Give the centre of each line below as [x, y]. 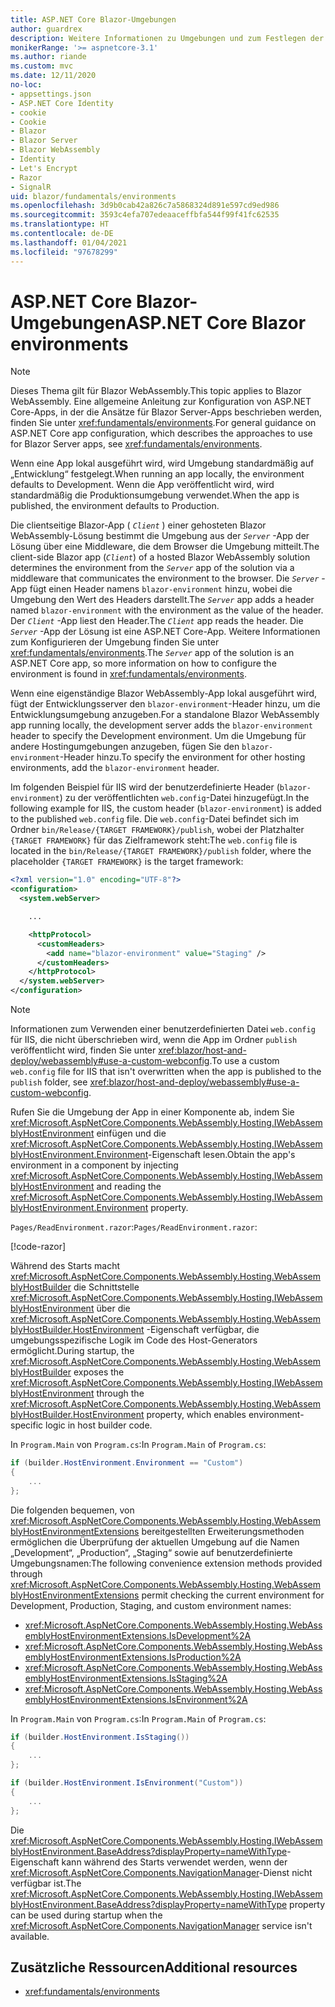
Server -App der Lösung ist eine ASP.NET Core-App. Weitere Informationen [165, 632]
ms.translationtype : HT [60, 224]
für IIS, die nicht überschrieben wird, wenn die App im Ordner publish [154, 1040]
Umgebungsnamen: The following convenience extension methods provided [166, 1563]
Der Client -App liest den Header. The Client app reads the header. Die [157, 621]
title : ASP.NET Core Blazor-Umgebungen [93, 19]
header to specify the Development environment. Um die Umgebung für [158, 736]
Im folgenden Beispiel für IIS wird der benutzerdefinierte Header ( [145, 787]
